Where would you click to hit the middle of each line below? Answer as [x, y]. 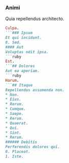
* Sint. [13, 133]
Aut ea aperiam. [22, 71]
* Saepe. [14, 114]
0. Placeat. [18, 152]
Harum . [12, 80]
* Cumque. [16, 109]
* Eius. [13, 99]
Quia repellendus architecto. [35, 19]
